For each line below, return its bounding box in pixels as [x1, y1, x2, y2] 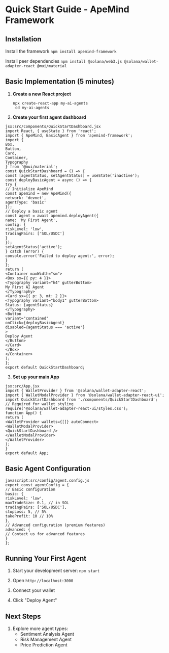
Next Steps [5, 612, 41, 620]
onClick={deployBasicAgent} [5, 320, 65, 325]
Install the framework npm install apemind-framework [5, 48, 117, 54]
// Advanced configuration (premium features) [5, 523, 106, 528]
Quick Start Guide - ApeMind [5, 4, 129, 15]
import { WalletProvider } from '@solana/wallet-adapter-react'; [5, 388, 146, 393]
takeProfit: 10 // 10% [5, 513, 53, 518]
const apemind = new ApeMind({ [5, 191, 72, 196]
